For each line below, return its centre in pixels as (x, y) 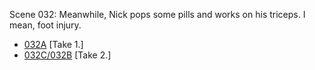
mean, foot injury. (45, 25)
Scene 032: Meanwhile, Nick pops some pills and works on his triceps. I (157, 14)
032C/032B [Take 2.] (67, 55)
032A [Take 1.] (53, 44)
